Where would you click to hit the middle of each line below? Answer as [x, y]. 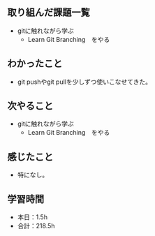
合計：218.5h [36, 226]
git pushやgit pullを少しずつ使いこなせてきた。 [84, 82]
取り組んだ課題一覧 [49, 13]
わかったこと [35, 64]
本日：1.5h [32, 217]
